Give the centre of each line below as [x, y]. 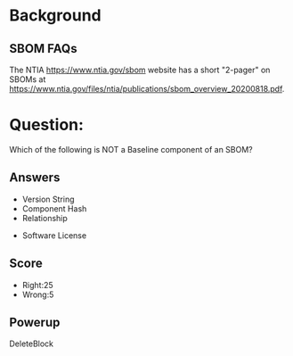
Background [55, 16]
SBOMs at [28, 79]
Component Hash [54, 208]
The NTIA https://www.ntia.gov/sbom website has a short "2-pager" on [140, 70]
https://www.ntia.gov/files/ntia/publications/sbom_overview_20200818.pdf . [147, 89]
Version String [48, 199]
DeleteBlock [32, 344]
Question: [47, 125]
